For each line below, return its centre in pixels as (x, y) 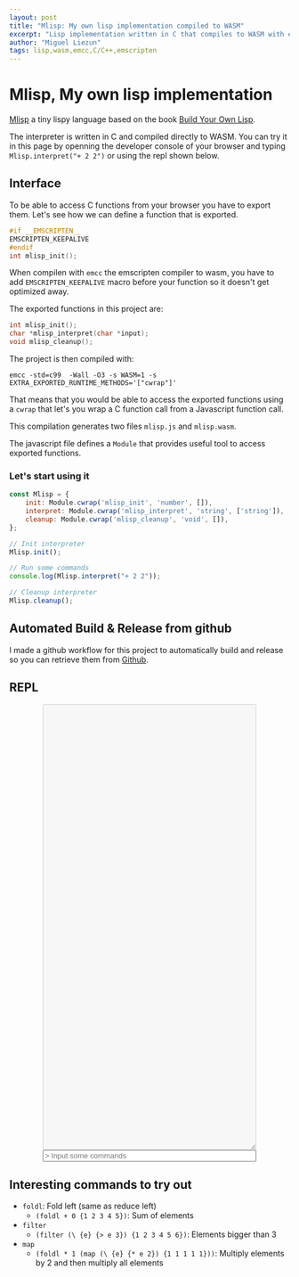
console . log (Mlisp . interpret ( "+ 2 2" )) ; (85, 577)
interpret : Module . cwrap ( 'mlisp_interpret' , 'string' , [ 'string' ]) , (155, 512)
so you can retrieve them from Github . (79, 659)
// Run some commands (49, 568)
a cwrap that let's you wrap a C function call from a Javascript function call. (147, 409)
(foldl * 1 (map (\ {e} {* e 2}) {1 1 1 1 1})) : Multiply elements (160, 1254)
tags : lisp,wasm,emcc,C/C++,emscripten (83, 51)
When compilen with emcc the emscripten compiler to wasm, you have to (141, 273)
